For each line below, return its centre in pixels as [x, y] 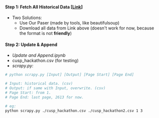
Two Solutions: [27, 18]
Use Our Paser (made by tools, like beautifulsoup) [69, 23]
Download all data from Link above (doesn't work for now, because [87, 28]
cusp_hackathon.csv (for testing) [45, 61]
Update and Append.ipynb [39, 55]
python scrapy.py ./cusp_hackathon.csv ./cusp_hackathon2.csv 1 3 [74, 111]
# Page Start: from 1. [28, 93]
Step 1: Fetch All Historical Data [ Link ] [44, 7]
